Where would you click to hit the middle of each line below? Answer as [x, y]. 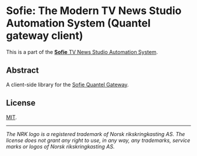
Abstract [23, 71]
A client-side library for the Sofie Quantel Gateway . [67, 84]
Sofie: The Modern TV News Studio [94, 11]
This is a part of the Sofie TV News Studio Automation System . [82, 52]
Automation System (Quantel [78, 23]
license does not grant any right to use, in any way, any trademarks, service [98, 140]
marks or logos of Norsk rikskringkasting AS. [60, 146]
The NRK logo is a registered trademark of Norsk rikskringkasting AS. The [96, 134]
